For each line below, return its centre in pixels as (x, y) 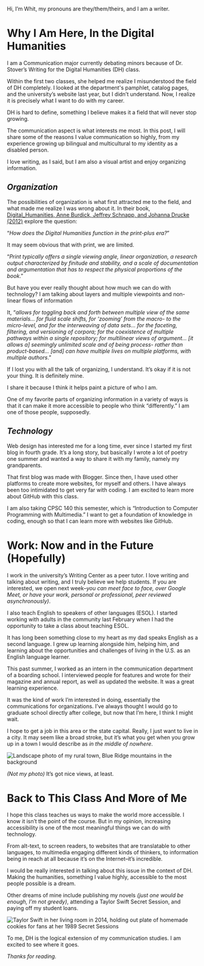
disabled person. (28, 150)
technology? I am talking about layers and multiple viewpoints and (89, 294)
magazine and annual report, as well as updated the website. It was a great (101, 681)
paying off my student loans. (42, 908)
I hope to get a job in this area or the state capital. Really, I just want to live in (103, 730)
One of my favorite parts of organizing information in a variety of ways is (98, 399)
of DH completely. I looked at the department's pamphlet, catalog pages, (98, 87)
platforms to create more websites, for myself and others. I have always (97, 483)
